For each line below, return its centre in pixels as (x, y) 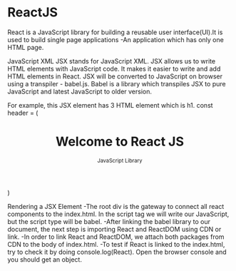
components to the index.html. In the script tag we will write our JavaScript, (118, 214)
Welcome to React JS (120, 142)
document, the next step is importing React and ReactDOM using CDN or (114, 229)
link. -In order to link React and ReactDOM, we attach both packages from (116, 237)
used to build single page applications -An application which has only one (116, 39)
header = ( (23, 113)
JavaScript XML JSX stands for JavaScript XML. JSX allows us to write (112, 61)
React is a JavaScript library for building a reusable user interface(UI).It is (115, 32)
